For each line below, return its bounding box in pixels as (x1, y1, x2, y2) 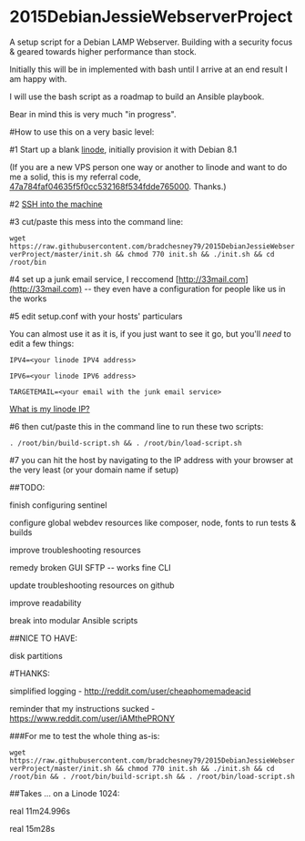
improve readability (9, 597, 82, 608)
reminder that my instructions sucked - (9, 703, 156, 714)
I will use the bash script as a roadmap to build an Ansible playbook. (9, 91, 265, 102)
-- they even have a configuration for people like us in (84, 283, 286, 294)
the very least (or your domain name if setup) (9, 464, 179, 475)
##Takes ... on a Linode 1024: (9, 787, 120, 798)
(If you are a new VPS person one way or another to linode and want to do (9, 161, 288, 172)
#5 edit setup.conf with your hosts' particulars (9, 310, 183, 321)
